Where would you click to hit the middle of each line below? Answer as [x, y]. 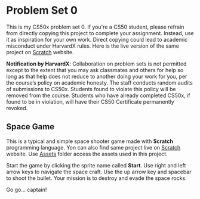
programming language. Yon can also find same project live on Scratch [93, 147]
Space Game [30, 127]
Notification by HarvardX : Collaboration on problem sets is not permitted [96, 64]
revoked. [17, 108]
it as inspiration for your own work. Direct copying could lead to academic [97, 39]
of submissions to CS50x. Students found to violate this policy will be [91, 89]
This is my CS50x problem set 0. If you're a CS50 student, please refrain [95, 27]
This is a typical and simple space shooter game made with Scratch [90, 141]
